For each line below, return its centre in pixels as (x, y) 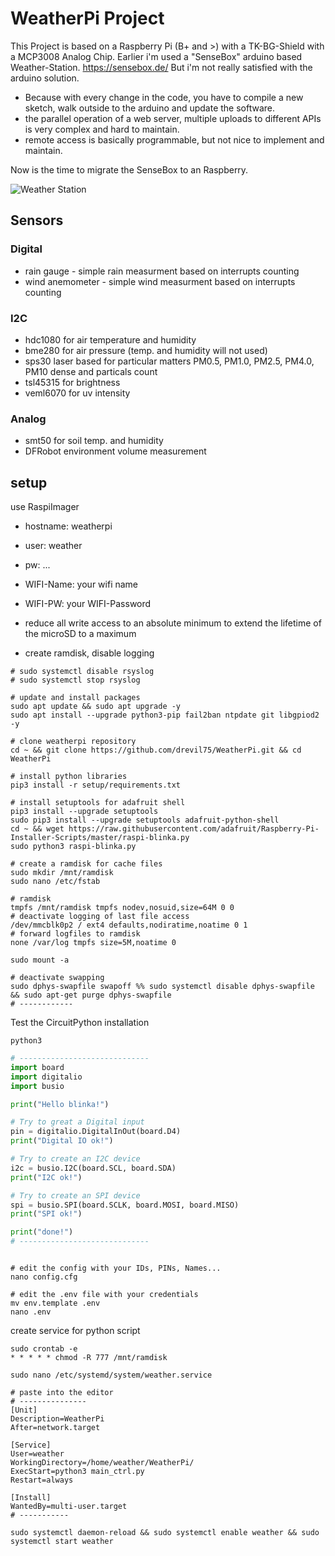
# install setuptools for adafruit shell (98, 803)
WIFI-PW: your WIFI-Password (88, 604)
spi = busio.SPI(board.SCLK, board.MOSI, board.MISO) (125, 1205)
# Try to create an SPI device (75, 1195)
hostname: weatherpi (68, 526)
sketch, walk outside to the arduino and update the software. (150, 108)
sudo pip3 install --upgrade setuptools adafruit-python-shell (145, 820)
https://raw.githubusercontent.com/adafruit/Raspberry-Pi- (194, 829)
